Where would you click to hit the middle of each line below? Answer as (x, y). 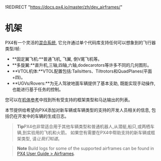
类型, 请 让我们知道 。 (41, 139)
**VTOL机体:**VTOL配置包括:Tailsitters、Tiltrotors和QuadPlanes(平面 (82, 71)
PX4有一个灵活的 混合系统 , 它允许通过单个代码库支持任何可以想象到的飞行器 (80, 42)
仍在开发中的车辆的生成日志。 (39, 116)
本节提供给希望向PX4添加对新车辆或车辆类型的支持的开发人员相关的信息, (78, 110)
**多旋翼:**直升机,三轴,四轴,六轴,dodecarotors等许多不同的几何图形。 (82, 65)
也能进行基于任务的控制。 (38, 89)
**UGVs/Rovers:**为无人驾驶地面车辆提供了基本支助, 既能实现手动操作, (84, 83)
